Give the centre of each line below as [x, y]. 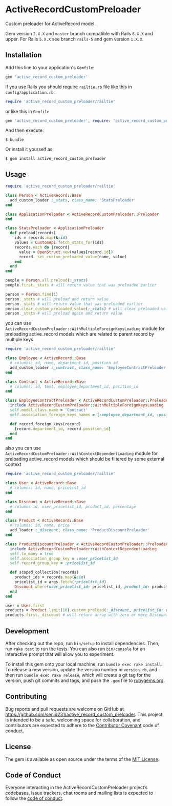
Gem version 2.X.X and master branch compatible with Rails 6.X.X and [79, 33]
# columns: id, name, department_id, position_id [64, 363]
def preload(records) [33, 233]
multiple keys [19, 340]
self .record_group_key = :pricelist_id [52, 563]
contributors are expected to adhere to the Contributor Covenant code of [82, 725]
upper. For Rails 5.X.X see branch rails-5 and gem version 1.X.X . [74, 39]
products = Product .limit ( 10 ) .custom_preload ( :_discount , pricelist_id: [84, 610]
